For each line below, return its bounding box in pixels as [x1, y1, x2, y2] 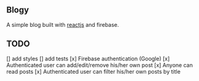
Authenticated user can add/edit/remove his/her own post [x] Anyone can [6, 61, 193, 69]
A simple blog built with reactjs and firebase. [6, 21, 119, 28]
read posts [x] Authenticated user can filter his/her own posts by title [6, 68, 181, 75]
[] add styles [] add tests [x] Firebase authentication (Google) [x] [6, 55, 170, 62]
